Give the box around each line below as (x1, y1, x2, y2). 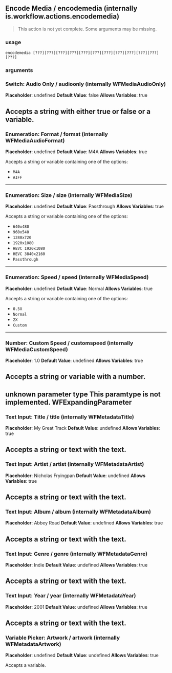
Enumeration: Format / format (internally (5, 131, 109, 138)
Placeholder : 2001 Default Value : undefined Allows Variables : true (5, 604, 147, 610)
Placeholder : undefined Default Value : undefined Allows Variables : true (5, 652, 159, 659)
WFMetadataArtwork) (5, 641, 61, 648)
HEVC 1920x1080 (12, 246, 46, 251)
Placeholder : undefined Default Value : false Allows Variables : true (5, 92, 147, 98)
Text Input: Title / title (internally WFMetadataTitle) (5, 413, 134, 421)
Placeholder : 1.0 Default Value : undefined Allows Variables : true (5, 357, 143, 363)
